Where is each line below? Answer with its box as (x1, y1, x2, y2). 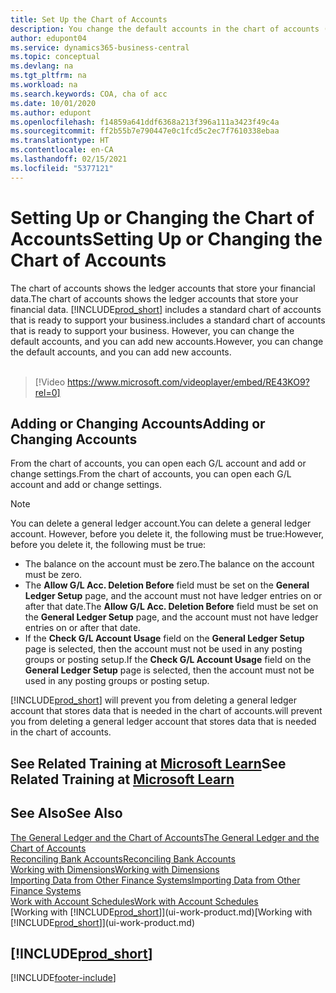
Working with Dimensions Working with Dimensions (10, 863, 220, 875)
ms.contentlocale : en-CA (10, 145, 114, 155)
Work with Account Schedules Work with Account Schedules (10, 895, 259, 907)
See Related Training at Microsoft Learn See (10, 755, 287, 772)
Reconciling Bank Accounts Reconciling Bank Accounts (10, 852, 236, 865)
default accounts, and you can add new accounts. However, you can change (10, 335, 324, 347)
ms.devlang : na (10, 61, 74, 71)
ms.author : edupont (10, 107, 92, 118)
